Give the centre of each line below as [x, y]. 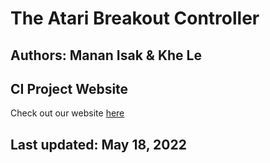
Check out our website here [67, 113]
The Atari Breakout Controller [135, 18]
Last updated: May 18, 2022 [98, 144]
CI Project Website [69, 88]
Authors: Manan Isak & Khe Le [106, 55]
